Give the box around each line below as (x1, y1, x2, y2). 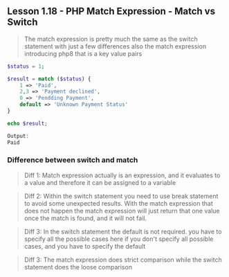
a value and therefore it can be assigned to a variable (24, 178, 176, 186)
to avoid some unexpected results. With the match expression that (24, 199, 213, 207)
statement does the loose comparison (24, 262, 133, 271)
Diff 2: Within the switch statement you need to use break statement (24, 192, 219, 200)
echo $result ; (7, 120, 48, 127)
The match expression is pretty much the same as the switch (24, 35, 199, 43)
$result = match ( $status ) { (7, 75, 91, 82)
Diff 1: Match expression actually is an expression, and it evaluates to (24, 171, 221, 179)
